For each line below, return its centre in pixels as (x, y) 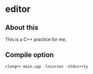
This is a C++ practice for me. (36, 39)
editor (18, 9)
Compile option (29, 55)
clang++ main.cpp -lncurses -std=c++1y (47, 66)
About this (22, 28)
